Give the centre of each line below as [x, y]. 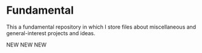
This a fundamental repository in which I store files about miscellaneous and [101, 27]
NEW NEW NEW [27, 45]
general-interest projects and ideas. [51, 33]
